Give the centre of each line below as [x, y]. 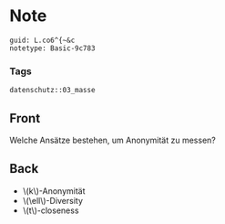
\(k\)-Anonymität [54, 191]
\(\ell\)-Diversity [53, 200]
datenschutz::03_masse [52, 91]
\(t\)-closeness [51, 210]
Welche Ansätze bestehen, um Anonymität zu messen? [112, 140]
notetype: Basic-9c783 [52, 48]
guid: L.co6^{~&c [42, 40]
